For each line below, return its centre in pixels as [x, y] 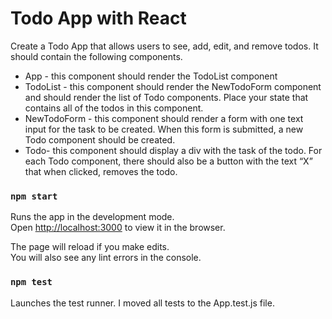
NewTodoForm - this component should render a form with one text [164, 118]
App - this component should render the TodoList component [151, 76]
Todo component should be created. [100, 139]
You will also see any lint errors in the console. [106, 258]
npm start [34, 196]
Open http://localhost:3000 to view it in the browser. [118, 228]
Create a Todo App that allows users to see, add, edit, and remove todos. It [164, 46]
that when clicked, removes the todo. [101, 171]
